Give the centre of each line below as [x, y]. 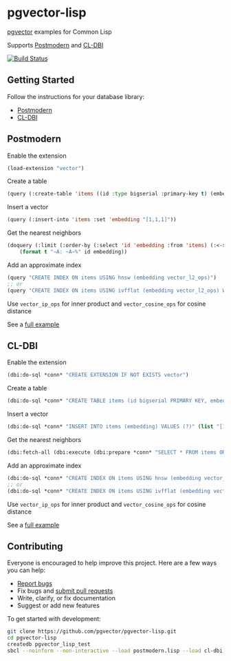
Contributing [35, 546]
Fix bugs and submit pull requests [65, 591]
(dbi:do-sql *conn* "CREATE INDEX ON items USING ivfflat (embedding [109, 491]
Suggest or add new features [58, 606]
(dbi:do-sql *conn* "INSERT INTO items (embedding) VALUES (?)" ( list [110, 427]
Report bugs [35, 584]
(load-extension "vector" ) [46, 168]
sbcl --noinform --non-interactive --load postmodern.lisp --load [104, 651]
